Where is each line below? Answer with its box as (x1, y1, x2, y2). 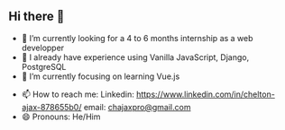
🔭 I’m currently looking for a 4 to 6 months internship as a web (21, 32, 253, 43)
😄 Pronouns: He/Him (21, 111, 101, 122)
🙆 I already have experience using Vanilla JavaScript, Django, (21, 51, 250, 63)
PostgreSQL (21, 61, 67, 72)
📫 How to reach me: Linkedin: (21, 89, 134, 100)
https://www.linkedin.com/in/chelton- (135, 89, 276, 100)
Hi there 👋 (8, 9, 65, 24)
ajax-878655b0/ (21, 101, 82, 112)
